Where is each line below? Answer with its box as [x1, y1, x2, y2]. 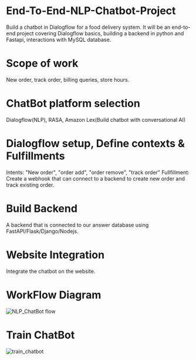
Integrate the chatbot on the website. [6, 268, 96, 275]
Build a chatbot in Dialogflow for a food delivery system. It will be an [6, 24, 171, 31]
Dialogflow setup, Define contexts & [6, 137, 185, 150]
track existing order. [6, 181, 55, 188]
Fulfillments [6, 149, 66, 162]
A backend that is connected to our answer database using [6, 221, 149, 228]
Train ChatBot [6, 328, 75, 342]
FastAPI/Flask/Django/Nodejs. [6, 228, 79, 235]
